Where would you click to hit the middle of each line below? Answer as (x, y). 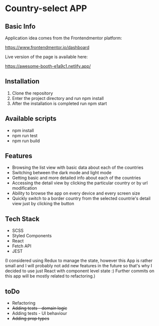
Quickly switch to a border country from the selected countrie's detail (81, 198)
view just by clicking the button (43, 204)
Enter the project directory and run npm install (58, 98)
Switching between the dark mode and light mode (62, 173)
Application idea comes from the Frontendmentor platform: (64, 38)
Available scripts (31, 119)
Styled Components (32, 236)
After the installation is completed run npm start (59, 103)
